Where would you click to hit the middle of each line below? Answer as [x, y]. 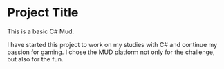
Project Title [43, 13]
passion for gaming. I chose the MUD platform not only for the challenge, [111, 52]
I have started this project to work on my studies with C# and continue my [112, 44]
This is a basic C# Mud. [41, 31]
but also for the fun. [35, 59]
